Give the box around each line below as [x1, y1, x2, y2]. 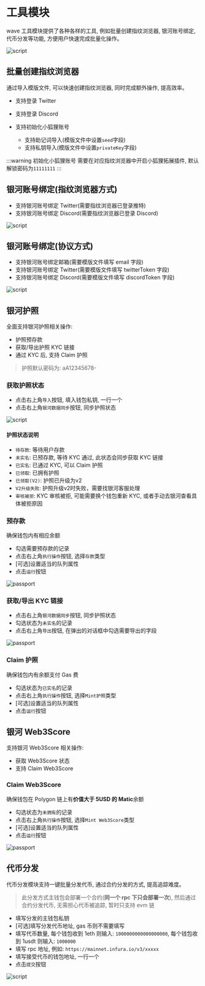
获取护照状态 [6, 381, 45, 390]
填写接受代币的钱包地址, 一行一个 [15, 953, 99, 960]
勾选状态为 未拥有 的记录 [15, 808, 72, 816]
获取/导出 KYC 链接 [6, 597, 63, 605]
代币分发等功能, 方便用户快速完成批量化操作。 [6, 34, 123, 42]
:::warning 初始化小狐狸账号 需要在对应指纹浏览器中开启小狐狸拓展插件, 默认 [6, 157, 199, 164]
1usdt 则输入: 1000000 [22, 937, 76, 945]
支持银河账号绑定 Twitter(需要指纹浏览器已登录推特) [15, 202, 146, 209]
